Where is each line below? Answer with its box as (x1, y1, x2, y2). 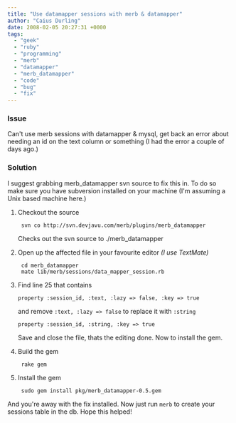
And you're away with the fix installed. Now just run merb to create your (7, 399, 215, 408)
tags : (7, 30, 23, 38)
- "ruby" (14, 44, 40, 51)
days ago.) (7, 145, 39, 153)
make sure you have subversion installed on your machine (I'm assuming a (7, 186, 226, 195)
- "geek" (14, 37, 40, 44)
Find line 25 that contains (17, 280, 92, 289)
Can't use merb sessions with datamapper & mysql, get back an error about (7, 130, 229, 138)
